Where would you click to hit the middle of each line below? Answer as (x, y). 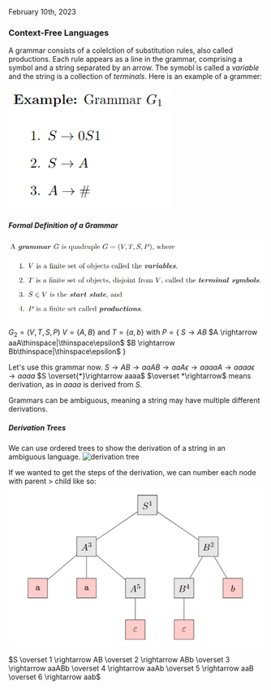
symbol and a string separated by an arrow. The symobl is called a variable (134, 68)
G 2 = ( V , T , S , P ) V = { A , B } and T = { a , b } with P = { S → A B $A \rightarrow (133, 333)
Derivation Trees (37, 427)
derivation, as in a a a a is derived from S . (75, 385)
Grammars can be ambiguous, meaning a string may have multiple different (134, 400)
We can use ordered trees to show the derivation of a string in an (117, 448)
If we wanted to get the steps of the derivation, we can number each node (133, 473)
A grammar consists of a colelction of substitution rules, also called (121, 50)
